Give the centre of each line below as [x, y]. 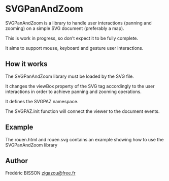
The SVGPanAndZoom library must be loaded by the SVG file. [70, 76]
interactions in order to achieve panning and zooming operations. [74, 92]
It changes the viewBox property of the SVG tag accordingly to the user [80, 86]
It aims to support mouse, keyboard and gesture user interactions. [74, 48]
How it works [26, 64]
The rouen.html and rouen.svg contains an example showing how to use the [84, 139]
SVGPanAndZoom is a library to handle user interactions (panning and [79, 23]
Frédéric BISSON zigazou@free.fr [40, 173]
